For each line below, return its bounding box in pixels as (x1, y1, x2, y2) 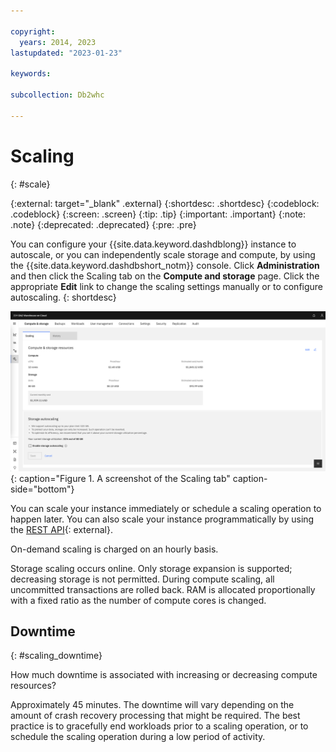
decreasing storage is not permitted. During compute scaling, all (10, 573, 275, 585)
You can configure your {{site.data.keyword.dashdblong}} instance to (10, 238, 297, 250)
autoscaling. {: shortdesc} (10, 291, 117, 303)
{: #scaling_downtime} (10, 650, 103, 662)
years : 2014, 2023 (19, 37, 97, 47)
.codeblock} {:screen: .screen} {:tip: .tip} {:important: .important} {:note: (10, 208, 307, 220)
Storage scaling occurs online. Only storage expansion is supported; (10, 562, 293, 574)
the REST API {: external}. (10, 523, 113, 535)
